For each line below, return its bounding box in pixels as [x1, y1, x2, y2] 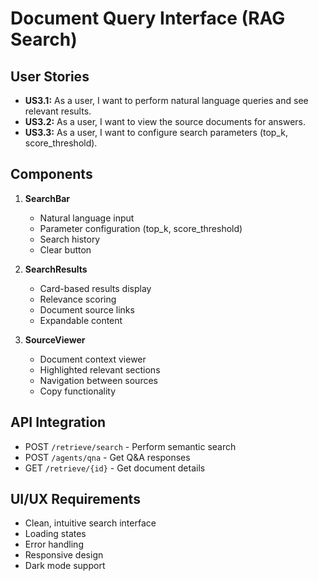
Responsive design [24, 549, 104, 561]
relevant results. [24, 105, 92, 117]
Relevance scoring [39, 293, 117, 305]
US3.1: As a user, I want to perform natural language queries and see [24, 95, 309, 106]
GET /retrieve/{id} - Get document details [24, 462, 206, 474]
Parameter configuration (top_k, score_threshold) [39, 222, 243, 234]
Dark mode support [24, 560, 106, 572]
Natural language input [39, 212, 135, 224]
